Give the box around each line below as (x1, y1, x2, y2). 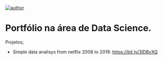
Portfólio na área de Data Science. (5, 23, 151, 34)
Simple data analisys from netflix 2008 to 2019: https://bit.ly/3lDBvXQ (12, 48, 158, 55)
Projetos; (5, 39, 24, 45)
